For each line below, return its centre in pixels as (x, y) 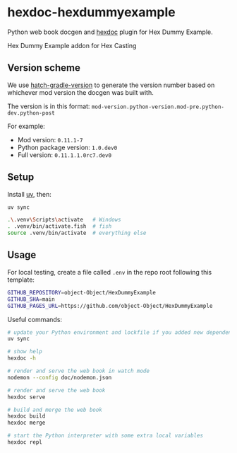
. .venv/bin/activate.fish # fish (60, 226)
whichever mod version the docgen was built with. (80, 92)
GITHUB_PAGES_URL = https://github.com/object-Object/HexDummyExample (110, 306)
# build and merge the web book (55, 410)
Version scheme (44, 68)
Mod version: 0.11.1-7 (50, 139)
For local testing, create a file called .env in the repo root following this (110, 272)
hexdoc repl (25, 442)
